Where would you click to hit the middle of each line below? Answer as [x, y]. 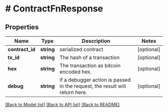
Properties [22, 27]
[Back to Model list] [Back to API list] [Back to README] [62, 105]
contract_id [22, 49]
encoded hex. [76, 72]
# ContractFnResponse [54, 9]
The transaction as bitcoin [90, 65]
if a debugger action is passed [95, 80]
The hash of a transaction [90, 57]
